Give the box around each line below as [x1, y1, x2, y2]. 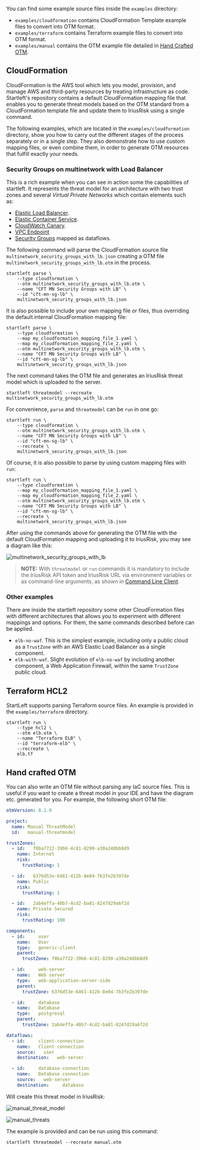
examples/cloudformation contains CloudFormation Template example [14, 17, 187, 23]
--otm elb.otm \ [17, 730, 58, 737]
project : [6, 818, 28, 824]
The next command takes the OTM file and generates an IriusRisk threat [6, 372, 183, 379]
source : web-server [17, 1077, 70, 1083]
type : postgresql [17, 1011, 66, 1017]
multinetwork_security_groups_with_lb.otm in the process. [6, 259, 151, 266]
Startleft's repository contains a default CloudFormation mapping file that [6, 94, 186, 101]
